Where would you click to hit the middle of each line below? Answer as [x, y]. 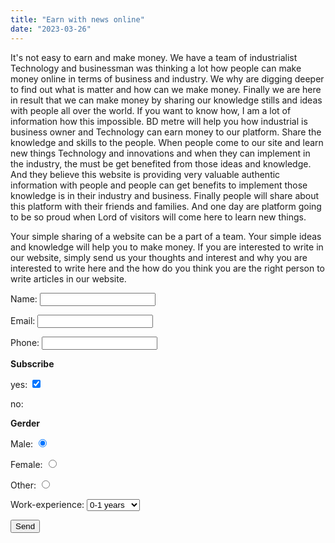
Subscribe [32, 363]
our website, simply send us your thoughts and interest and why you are [159, 257]
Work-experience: [47, 504]
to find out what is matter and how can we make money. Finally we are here [166, 89]
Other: [23, 485]
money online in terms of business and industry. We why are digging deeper [167, 78]
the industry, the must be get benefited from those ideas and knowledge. [161, 163]
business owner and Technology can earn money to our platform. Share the [166, 132]
